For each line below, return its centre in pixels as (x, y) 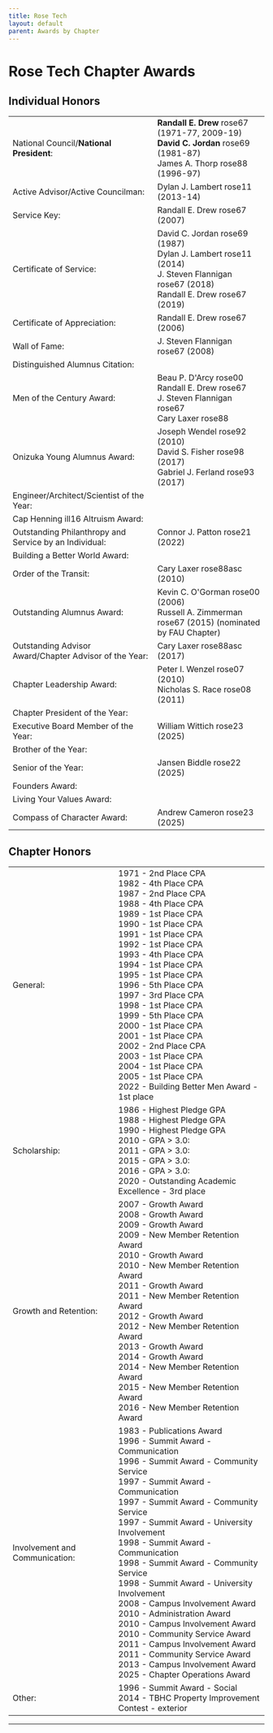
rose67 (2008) (186, 352)
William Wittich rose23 (200, 726)
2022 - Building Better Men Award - (188, 1087)
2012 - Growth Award (161, 1316)
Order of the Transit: (51, 574)
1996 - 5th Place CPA (161, 986)
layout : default (36, 24)
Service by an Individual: (59, 543)
